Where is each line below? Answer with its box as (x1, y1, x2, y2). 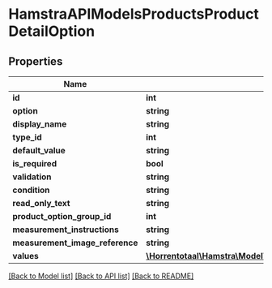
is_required (12, 158, 57, 169)
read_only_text (12, 198, 70, 208)
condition (12, 184, 50, 196)
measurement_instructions (12, 224, 119, 235)
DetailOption (8, 22, 96, 41)
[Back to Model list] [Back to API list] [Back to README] (8, 271, 194, 281)
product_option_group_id (12, 211, 112, 221)
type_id (12, 131, 42, 143)
